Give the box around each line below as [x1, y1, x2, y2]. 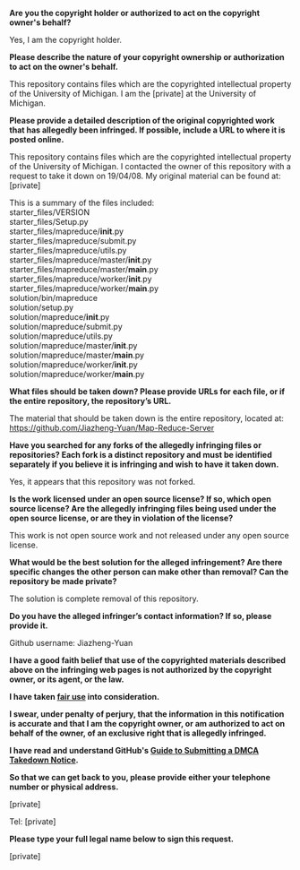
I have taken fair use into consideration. [9, 692, 159, 702]
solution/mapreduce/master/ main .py [9, 349, 145, 360]
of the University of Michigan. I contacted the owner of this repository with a [9, 161, 291, 171]
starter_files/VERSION [9, 207, 90, 218]
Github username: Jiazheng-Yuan [9, 638, 133, 648]
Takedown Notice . [9, 754, 79, 765]
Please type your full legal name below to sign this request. [9, 833, 235, 844]
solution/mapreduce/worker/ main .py [9, 369, 145, 379]
